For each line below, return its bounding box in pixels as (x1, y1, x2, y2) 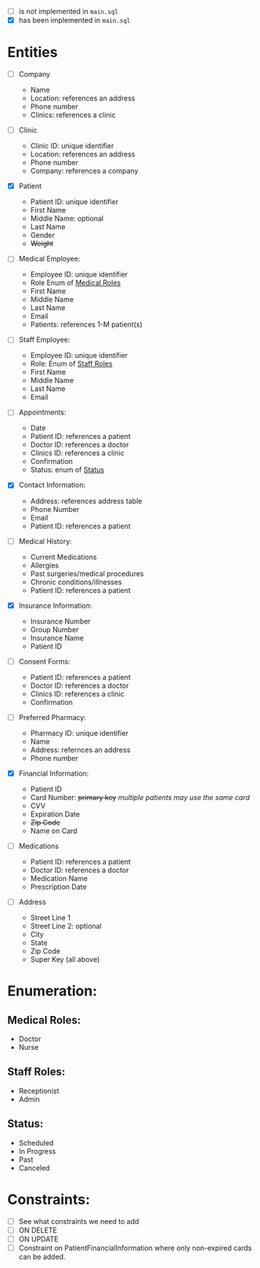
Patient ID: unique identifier (30, 197, 119, 206)
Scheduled (18, 1138, 54, 1147)
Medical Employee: (18, 254, 81, 264)
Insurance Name (30, 633, 84, 642)
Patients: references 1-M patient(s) (30, 320, 143, 329)
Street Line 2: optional (30, 921, 103, 930)
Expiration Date (30, 809, 80, 819)
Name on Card (30, 826, 78, 835)
